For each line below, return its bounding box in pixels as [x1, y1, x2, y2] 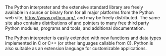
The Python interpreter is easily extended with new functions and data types [5, 35, 162, 41]
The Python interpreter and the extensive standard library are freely [5, 4, 143, 10]
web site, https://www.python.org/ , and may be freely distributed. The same [5, 15, 160, 20]
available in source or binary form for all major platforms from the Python [5, 9, 154, 15]
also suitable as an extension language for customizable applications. [5, 46, 147, 51]
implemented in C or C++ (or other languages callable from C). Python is [5, 40, 154, 46]
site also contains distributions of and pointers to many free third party [5, 20, 149, 26]
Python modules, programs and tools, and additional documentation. [5, 25, 145, 31]
